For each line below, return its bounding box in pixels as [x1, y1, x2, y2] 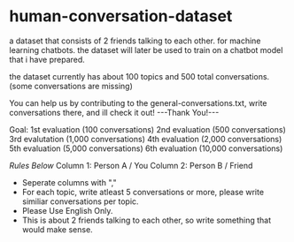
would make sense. [21, 223, 93, 235]
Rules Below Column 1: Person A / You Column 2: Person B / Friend [9, 160, 253, 170]
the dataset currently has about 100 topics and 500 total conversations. [9, 71, 270, 81]
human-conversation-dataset [9, 6, 233, 26]
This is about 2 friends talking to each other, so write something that [21, 215, 272, 225]
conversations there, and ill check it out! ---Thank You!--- [9, 107, 220, 117]
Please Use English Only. [21, 205, 113, 216]
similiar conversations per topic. [21, 196, 139, 207]
